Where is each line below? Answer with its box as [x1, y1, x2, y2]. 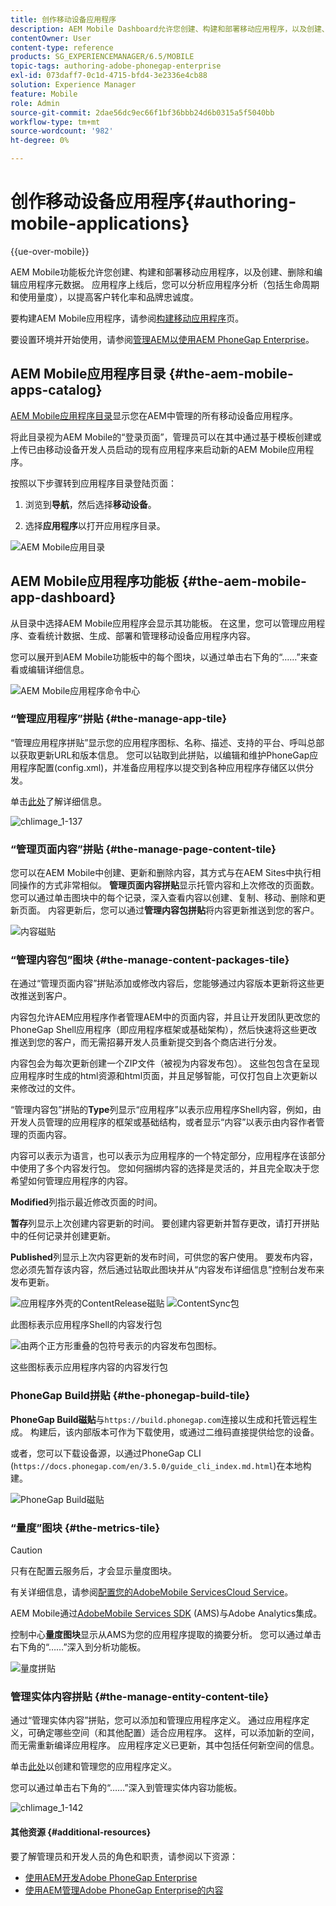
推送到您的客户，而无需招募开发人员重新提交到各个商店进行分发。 [10, 1036, 282, 1048]
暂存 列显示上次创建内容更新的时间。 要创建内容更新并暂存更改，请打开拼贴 [10, 1217, 320, 1230]
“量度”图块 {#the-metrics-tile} [10, 1521, 161, 1535]
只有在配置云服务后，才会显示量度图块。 [10, 1565, 177, 1577]
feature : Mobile [10, 89, 78, 99]
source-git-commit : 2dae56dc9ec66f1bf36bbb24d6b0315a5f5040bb [10, 107, 275, 118]
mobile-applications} [10, 212, 190, 235]
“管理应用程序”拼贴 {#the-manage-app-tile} [10, 712, 228, 726]
